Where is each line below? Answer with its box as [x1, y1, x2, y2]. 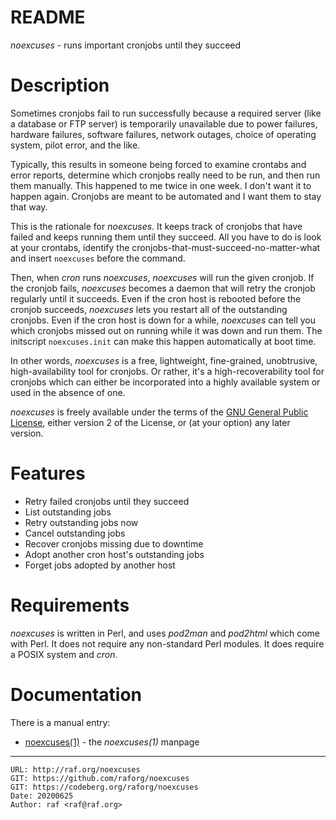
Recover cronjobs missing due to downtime [24, 537, 204, 550]
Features [10, 462, 86, 485]
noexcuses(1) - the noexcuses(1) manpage [24, 736, 200, 748]
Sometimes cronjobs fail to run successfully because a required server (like [10, 107, 322, 119]
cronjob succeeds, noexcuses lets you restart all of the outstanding [10, 303, 288, 315]
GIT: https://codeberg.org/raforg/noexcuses [10, 782, 199, 792]
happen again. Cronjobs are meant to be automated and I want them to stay [10, 190, 322, 202]
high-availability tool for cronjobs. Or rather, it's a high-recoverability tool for [10, 365, 325, 377]
